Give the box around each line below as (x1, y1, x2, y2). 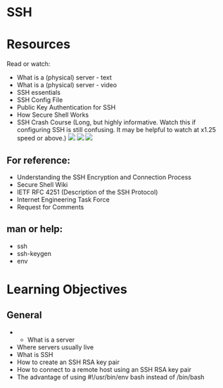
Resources (6, 37, 71, 53)
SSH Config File (16, 96, 63, 104)
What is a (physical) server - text (16, 73, 112, 82)
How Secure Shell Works (16, 110, 89, 119)
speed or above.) (16, 134, 67, 143)
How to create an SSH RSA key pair (16, 358, 120, 366)
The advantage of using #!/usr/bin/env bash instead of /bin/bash (16, 373, 205, 381)
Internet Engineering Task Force (16, 195, 110, 204)
